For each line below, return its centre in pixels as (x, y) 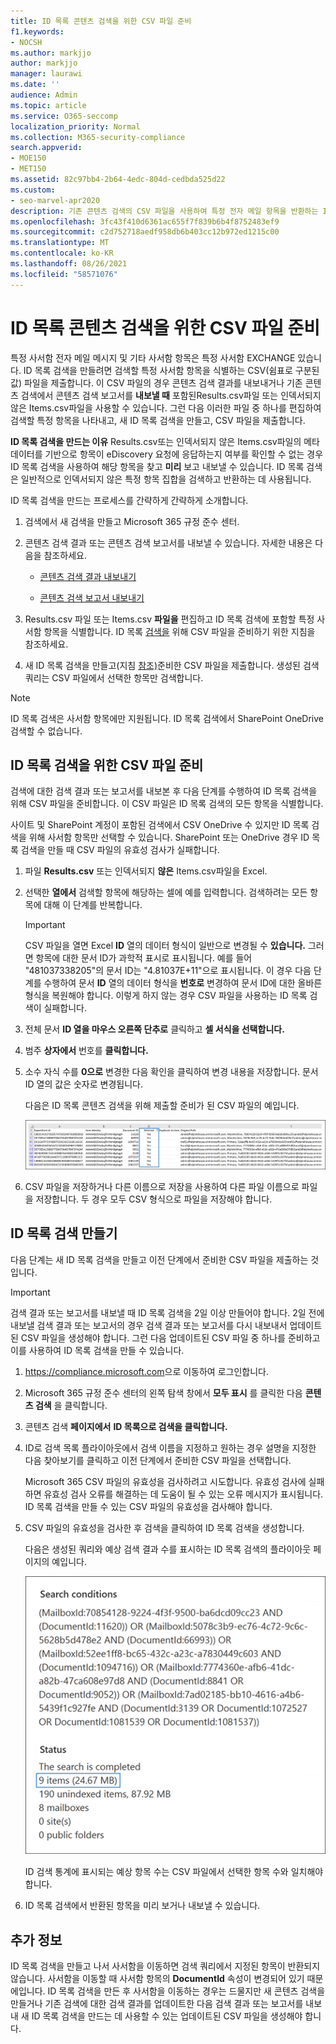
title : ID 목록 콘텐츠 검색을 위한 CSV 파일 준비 (101, 21)
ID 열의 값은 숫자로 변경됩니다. (84, 1084)
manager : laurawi (46, 74)
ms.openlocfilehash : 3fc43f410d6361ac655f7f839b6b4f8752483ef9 (145, 221)
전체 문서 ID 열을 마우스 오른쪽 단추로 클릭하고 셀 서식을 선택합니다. (154, 1029)
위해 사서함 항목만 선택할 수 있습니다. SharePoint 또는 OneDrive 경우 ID (169, 837)
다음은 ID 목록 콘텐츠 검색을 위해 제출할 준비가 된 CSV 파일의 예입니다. (162, 1106)
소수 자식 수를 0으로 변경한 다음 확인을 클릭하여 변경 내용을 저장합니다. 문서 (171, 1072)
